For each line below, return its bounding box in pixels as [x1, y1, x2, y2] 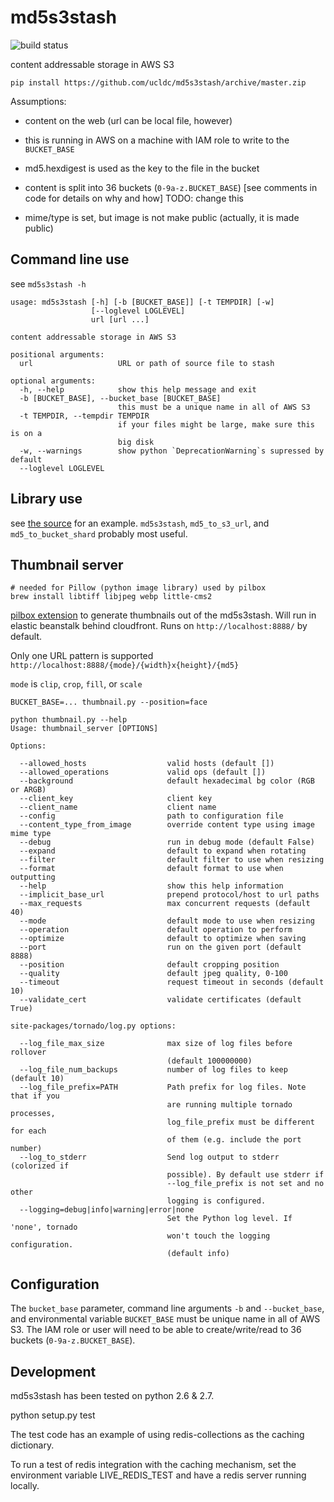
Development [10, 1363, 97, 1380]
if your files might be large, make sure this [117, 419, 315, 430]
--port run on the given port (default [19, 942, 302, 953]
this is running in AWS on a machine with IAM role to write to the [24, 134, 290, 146]
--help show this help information [19, 881, 284, 891]
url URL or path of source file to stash [19, 358, 275, 368]
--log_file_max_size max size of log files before [19, 1039, 293, 1049]
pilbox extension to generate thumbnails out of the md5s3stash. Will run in [10, 609, 317, 621]
